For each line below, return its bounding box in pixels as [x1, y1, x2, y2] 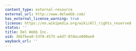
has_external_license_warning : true [5, 16, 79, 21]
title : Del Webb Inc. [5, 30, 49, 34]
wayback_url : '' [5, 39, 38, 44]
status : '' [5, 25, 27, 30]
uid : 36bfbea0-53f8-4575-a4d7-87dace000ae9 [5, 34, 95, 39]
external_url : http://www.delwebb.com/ [5, 12, 86, 17]
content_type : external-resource [5, 7, 73, 12]
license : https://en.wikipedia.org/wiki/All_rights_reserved [5, 20, 132, 26]
